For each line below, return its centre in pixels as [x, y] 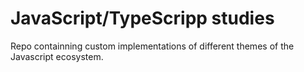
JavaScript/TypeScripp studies [142, 18]
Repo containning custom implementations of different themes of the [152, 46]
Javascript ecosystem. [57, 56]
